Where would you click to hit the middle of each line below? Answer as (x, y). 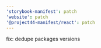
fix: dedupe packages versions (43, 39)
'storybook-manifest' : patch (41, 11)
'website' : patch (27, 17)
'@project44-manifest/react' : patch (50, 22)
